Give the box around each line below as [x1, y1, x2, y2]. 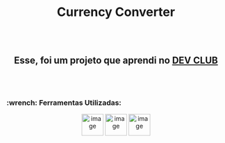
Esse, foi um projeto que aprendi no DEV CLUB [14, 55, 218, 67]
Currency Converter [57, 4, 175, 20]
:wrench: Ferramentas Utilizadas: [6, 98, 122, 108]
